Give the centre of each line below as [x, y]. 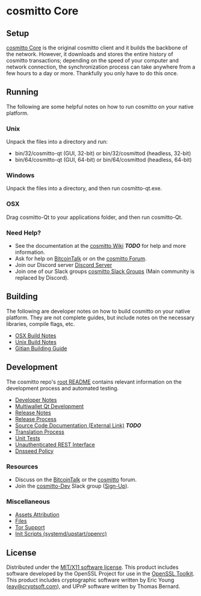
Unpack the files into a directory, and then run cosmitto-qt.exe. [84, 188]
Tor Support [30, 527]
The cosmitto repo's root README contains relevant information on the [94, 382]
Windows [20, 176]
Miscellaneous [28, 502]
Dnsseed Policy [34, 451]
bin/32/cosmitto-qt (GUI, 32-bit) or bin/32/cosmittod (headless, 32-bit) [103, 153]
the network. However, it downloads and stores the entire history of [90, 54]
